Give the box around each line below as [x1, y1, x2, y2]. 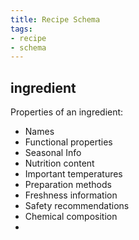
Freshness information [24, 189, 118, 201]
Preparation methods [24, 179, 112, 191]
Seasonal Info [24, 147, 82, 159]
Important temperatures [24, 168, 123, 180]
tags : [10, 24, 33, 34]
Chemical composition [24, 211, 118, 223]
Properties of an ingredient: [10, 106, 124, 118]
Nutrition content [24, 157, 95, 170]
